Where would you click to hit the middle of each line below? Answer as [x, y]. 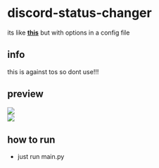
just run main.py [41, 157]
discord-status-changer [80, 13]
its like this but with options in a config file [69, 32]
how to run [31, 139]
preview [25, 94]
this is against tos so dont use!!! [53, 71]
